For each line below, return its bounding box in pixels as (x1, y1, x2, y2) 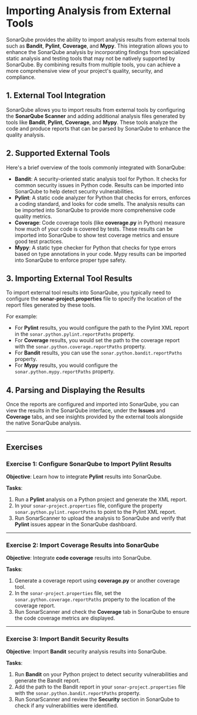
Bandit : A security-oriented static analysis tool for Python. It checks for (14, 175, 187, 182)
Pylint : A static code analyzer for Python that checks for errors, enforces (14, 194, 191, 201)
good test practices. (14, 238, 63, 245)
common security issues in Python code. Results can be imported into (14, 181, 184, 189)
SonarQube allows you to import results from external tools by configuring (6, 106, 185, 113)
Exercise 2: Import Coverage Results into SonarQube (6, 541, 159, 549)
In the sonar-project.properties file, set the (14, 590, 121, 597)
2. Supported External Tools (6, 148, 110, 158)
